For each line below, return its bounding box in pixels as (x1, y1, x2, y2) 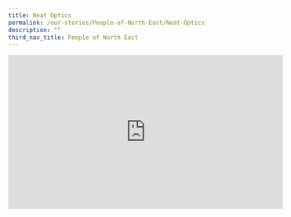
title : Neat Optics (8, 11, 72, 20)
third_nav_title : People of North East (8, 33, 139, 42)
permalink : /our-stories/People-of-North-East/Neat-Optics (8, 19, 206, 27)
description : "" (8, 26, 61, 34)
